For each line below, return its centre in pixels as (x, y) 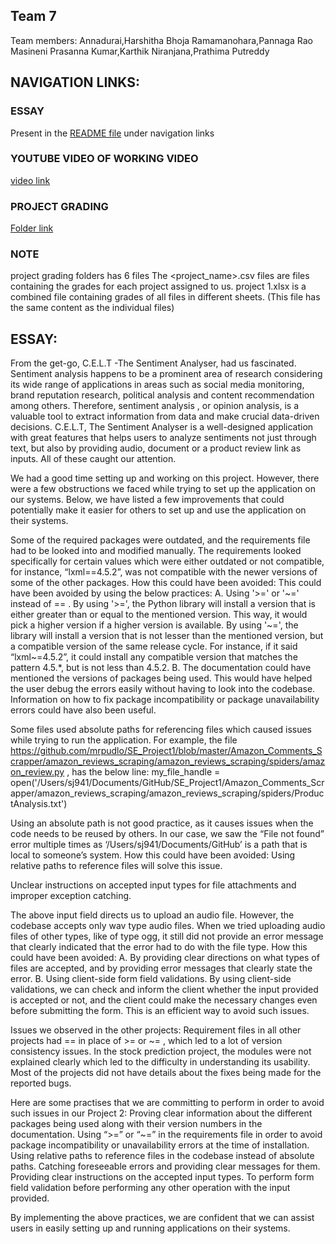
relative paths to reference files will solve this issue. (116, 866)
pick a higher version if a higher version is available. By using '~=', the (154, 625)
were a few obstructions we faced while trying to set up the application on (163, 489)
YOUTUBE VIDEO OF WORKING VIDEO (104, 159)
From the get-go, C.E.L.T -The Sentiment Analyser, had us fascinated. (153, 363)
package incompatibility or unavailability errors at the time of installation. (160, 1145)
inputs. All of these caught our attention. (93, 459)
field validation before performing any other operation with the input (150, 1188)
